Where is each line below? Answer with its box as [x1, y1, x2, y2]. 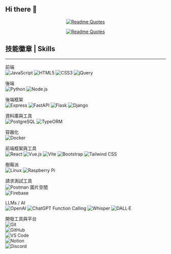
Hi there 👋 [5, 5, 37, 14]
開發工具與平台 [5, 215, 37, 222]
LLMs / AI [5, 199, 25, 206]
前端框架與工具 [5, 145, 37, 151]
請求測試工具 [5, 177, 32, 184]
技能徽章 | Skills [5, 44, 55, 54]
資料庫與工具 [5, 113, 32, 119]
